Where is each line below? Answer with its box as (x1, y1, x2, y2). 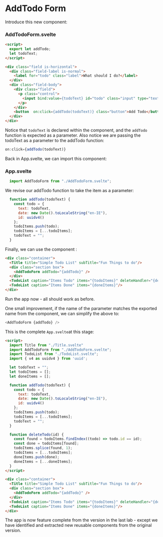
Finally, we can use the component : (5, 246, 77, 252)
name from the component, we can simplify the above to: (5, 310, 120, 316)
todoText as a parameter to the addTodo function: (5, 138, 104, 144)
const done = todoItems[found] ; (14, 441, 79, 446)
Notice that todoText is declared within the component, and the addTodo (5, 127, 147, 133)
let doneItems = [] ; (9, 374, 51, 379)
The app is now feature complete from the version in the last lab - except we (5, 517, 158, 523)
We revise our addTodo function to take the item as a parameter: (5, 188, 134, 194)
